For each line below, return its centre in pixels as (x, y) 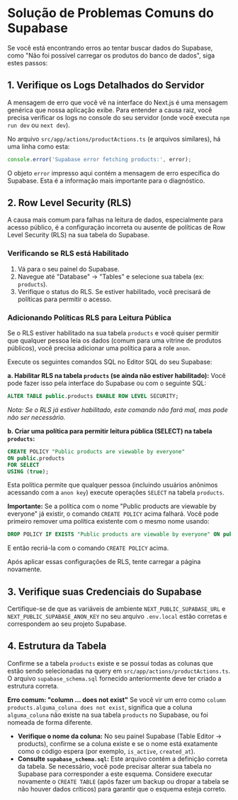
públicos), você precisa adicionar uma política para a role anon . (99, 348)
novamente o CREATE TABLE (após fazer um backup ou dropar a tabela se (123, 781)
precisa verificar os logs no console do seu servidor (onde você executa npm (119, 117)
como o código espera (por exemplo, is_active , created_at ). (107, 751)
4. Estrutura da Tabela (57, 646)
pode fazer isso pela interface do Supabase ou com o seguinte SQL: (107, 383)
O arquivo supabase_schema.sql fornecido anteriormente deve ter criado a (114, 678)
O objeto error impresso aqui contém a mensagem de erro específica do (114, 173)
